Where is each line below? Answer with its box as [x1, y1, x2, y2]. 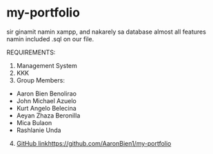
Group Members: [16, 76, 65, 84]
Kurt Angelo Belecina [16, 104, 77, 112]
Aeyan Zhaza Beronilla [16, 111, 81, 120]
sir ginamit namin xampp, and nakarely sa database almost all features [6, 27, 206, 36]
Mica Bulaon [16, 118, 52, 126]
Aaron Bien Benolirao [16, 89, 77, 98]
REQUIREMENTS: [6, 48, 56, 56]
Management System [16, 61, 77, 69]
